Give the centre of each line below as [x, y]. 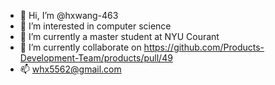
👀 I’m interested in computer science [95, 26]
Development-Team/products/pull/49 [96, 58]
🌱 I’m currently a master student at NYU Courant [119, 36]
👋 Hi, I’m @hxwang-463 [69, 15]
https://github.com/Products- [204, 47]
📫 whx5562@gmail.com [70, 69]
